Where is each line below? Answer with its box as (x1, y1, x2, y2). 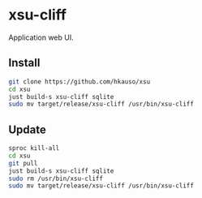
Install (8, 56, 41, 70)
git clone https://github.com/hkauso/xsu (8, 77, 151, 86)
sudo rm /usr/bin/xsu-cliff (8, 174, 104, 183)
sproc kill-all (8, 144, 60, 153)
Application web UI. (8, 32, 75, 42)
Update (8, 123, 47, 136)
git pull (8, 159, 38, 167)
